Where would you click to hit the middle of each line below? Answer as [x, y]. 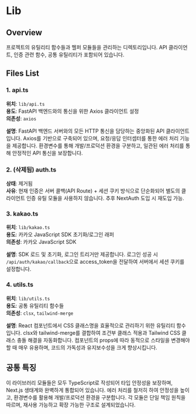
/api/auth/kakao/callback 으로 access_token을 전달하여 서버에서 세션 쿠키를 [95, 262]
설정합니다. [19, 269]
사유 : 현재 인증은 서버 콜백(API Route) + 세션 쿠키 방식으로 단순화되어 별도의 [93, 191]
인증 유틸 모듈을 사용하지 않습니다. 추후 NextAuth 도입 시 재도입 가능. [105, 198]
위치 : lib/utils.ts [28, 298]
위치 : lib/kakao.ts [28, 227]
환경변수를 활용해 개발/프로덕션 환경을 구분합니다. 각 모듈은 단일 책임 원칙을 [100, 398]
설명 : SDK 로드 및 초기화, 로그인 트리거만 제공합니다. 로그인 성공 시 [82, 254]
